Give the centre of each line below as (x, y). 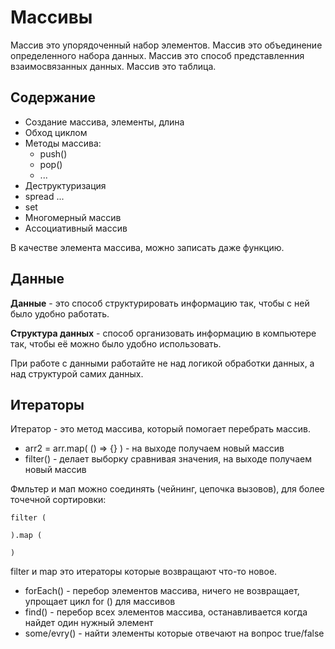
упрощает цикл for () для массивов (100, 602)
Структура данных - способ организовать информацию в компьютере (163, 333)
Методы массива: (63, 143)
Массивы (51, 17)
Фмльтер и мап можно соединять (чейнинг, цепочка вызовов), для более (167, 489)
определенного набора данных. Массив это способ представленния (157, 55)
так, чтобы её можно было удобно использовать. (116, 343)
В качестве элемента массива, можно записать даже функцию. (147, 247)
